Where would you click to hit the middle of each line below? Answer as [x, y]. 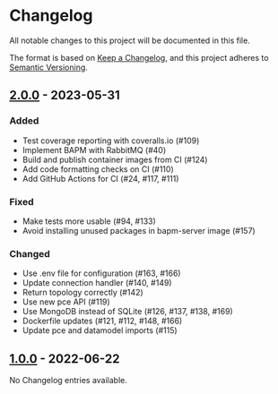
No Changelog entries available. [68, 381]
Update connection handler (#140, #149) [97, 283]
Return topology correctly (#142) [83, 293]
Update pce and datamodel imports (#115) [100, 330]
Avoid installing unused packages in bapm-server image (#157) [139, 230]
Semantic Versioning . [48, 67]
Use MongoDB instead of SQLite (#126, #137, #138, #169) [127, 312]
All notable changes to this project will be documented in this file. [130, 40]
